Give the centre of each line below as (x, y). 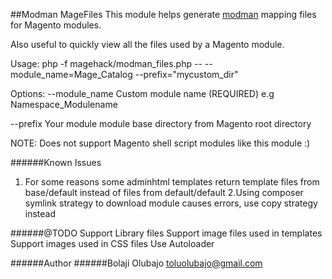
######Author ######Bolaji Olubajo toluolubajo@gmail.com (136, 263)
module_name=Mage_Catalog (71, 74)
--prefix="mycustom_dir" (186, 74)
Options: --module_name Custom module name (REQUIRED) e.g (142, 93)
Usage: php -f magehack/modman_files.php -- (106, 63)
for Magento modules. (56, 25)
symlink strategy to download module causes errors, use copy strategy (171, 203)
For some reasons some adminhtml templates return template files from (172, 182)
